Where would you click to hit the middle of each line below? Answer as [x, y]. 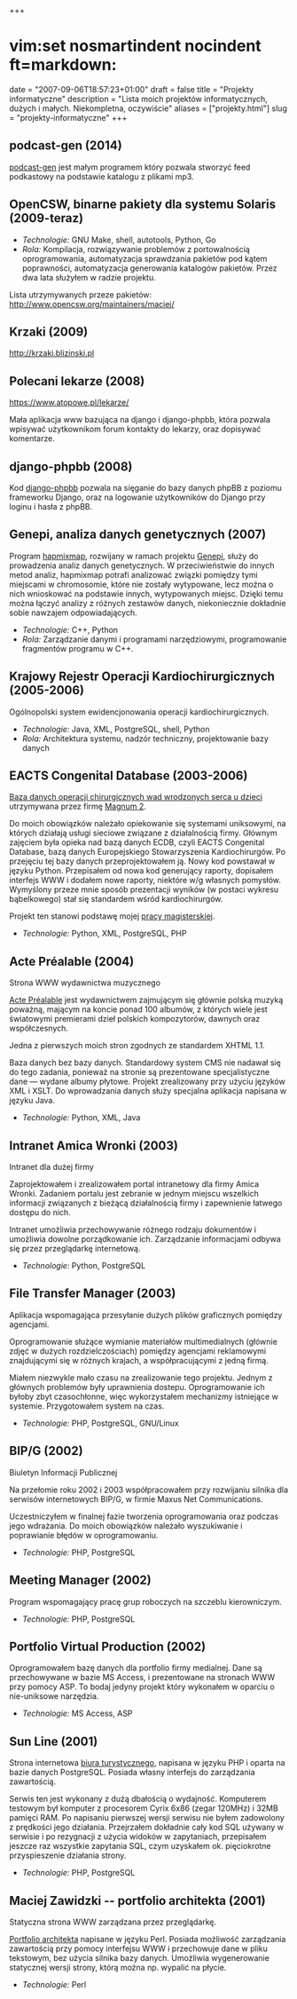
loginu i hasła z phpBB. [51, 506]
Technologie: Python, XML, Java [81, 1118]
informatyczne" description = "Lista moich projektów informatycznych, [138, 99]
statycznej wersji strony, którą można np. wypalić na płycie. [118, 1967]
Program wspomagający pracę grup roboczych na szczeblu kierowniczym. [145, 1601]
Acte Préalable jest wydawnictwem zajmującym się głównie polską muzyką [146, 1000]
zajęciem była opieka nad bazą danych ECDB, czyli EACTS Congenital [137, 842]
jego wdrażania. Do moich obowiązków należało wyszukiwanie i [126, 1525]
